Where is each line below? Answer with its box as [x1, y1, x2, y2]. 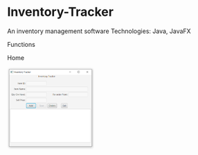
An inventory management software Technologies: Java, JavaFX [7, 27, 192, 35]
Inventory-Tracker [7, 4, 114, 20]
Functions [7, 40, 36, 48]
